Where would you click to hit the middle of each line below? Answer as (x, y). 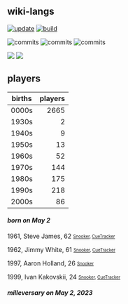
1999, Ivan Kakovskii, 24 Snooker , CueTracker (64, 277)
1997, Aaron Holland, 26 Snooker (51, 263)
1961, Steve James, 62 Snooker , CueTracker (61, 236)
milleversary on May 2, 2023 (50, 293)
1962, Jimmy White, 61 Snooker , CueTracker (62, 249)
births (22, 98)
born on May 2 (29, 220)
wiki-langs (31, 12)
